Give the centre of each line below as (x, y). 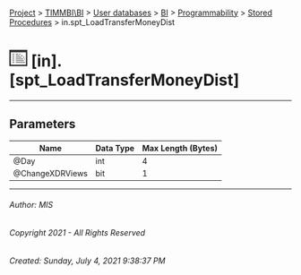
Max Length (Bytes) (180, 148)
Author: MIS (31, 205)
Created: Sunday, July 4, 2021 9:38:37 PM (87, 261)
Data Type (115, 148)
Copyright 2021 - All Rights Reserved (77, 233)
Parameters (43, 124)
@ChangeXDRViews (50, 174)
